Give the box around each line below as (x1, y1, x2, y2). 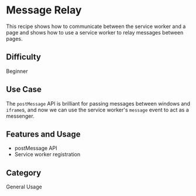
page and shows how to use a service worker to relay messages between (6, 29, 184, 36)
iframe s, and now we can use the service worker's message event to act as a (6, 106, 189, 113)
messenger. (6, 112, 35, 120)
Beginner (6, 68, 28, 75)
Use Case (6, 85, 42, 94)
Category (6, 167, 42, 178)
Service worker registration (14, 151, 81, 158)
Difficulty (6, 52, 41, 62)
